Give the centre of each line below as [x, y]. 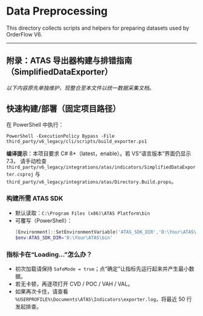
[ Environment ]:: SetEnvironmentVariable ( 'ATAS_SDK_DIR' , [87, 232]
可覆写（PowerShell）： [43, 220]
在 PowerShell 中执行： [35, 124]
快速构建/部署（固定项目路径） [63, 109]
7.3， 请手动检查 [27, 161]
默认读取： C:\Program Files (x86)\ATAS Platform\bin [82, 213]
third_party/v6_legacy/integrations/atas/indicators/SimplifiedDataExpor [101, 167]
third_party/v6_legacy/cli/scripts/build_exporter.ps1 [77, 141]
